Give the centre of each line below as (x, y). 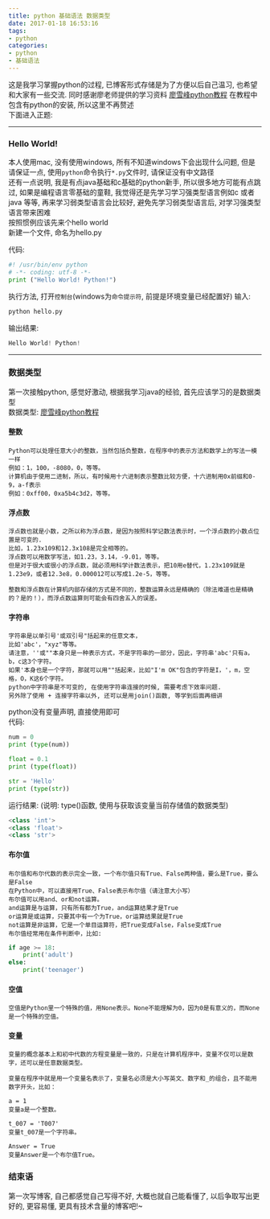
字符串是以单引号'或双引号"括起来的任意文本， (75, 636)
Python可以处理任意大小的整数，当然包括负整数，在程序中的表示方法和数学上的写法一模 (133, 451)
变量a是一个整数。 (34, 1110)
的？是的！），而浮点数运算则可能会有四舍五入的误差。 (85, 599)
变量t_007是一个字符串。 (44, 1133)
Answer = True (32, 1147)
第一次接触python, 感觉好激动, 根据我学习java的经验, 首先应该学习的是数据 (131, 392)
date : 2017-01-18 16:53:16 (53, 23)
